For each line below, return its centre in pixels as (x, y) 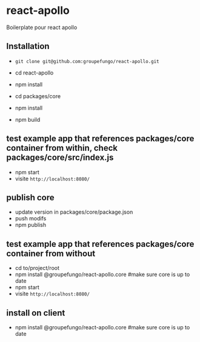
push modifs (31, 219)
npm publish (31, 225)
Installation (28, 46)
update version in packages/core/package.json (74, 212)
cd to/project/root (37, 268)
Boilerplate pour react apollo (42, 27)
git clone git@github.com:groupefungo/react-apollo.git (87, 61)
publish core (30, 197)
